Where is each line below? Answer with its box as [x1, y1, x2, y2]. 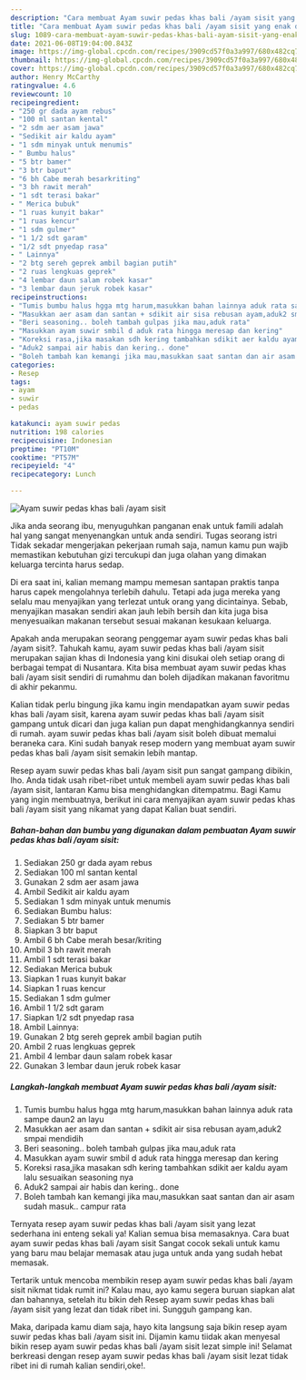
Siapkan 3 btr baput [23, 925, 98, 936]
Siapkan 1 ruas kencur [23, 982, 107, 993]
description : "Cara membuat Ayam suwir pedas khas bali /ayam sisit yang [10, 13, 296, 23]
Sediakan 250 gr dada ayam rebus [23, 857, 153, 868]
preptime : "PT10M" [10, 444, 80, 453]
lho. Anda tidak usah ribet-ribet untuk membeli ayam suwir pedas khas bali [10, 775, 290, 786]
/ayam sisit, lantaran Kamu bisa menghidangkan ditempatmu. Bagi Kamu [10, 785, 281, 795]
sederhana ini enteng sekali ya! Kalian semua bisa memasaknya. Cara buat [10, 1228, 290, 1239]
